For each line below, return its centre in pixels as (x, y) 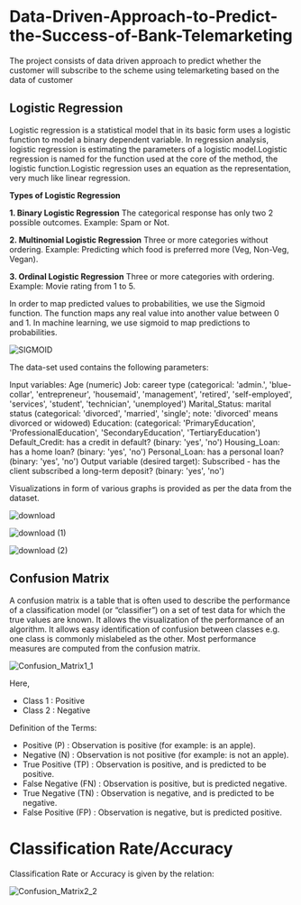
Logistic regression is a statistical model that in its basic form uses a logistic (150, 130)
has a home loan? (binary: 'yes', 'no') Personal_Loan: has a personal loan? (146, 452)
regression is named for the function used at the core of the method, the (144, 159)
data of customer (41, 79)
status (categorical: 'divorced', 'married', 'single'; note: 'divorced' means (144, 413)
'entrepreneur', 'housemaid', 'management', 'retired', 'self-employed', (164, 394)
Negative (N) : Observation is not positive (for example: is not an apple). (155, 754)
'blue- (280, 384)
